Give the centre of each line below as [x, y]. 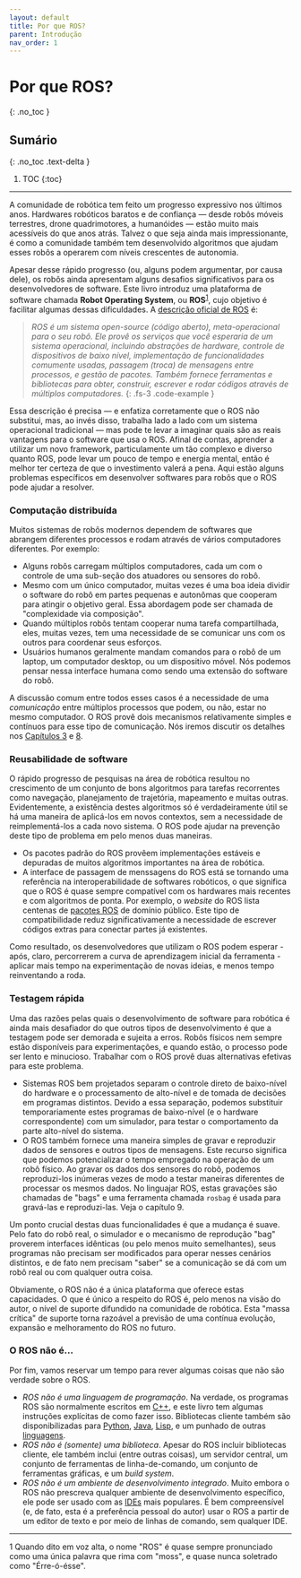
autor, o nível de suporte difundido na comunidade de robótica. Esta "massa [150, 1308]
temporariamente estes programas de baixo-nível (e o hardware [140, 1112]
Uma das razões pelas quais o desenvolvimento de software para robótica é [150, 1018]
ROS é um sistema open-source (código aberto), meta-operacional [155, 326]
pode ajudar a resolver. [52, 487]
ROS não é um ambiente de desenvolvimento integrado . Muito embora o [155, 1483]
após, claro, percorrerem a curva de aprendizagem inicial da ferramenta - [145, 957]
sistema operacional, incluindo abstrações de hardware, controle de [158, 345]
